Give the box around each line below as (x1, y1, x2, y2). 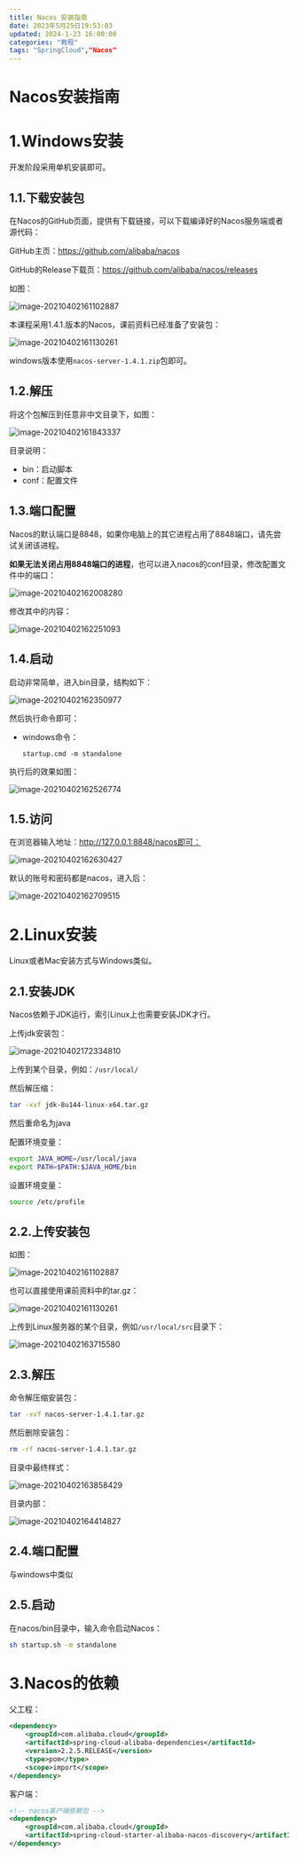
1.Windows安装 (9, 130, 124, 151)
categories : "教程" (9, 37, 79, 47)
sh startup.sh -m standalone (9, 1641, 117, 1649)
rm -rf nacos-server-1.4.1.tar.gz (9, 1445, 137, 1454)
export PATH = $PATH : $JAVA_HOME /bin (9, 1162, 137, 1171)
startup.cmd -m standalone (21, 749, 122, 759)
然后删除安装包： (9, 1428, 72, 1438)
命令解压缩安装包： (9, 1392, 80, 1403)
